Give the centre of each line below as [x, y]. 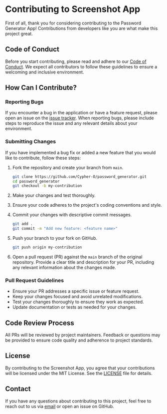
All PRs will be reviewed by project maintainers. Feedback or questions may [83, 335]
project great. [19, 33]
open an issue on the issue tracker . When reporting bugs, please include [80, 118]
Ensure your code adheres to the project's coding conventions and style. [87, 205]
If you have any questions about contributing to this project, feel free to [78, 401]
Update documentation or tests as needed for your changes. [75, 307]
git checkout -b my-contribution [47, 186]
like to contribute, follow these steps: [43, 158]
